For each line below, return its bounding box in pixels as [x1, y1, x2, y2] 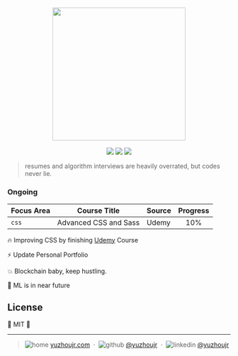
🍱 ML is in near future [7, 281, 71, 289]
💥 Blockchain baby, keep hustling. [7, 267, 108, 275]
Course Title [76, 206, 120, 216]
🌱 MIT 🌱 [7, 320, 30, 329]
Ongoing [7, 187, 38, 197]
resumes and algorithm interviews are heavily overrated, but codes [24, 162, 221, 170]
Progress [178, 206, 210, 216]
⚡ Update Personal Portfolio [7, 250, 89, 259]
